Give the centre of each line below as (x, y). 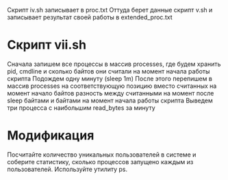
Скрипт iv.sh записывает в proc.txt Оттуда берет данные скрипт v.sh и (110, 10)
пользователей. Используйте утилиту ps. (67, 169)
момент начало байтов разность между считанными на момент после (111, 93)
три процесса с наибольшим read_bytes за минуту (81, 108)
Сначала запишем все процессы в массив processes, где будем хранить (114, 64)
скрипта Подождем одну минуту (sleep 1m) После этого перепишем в (110, 78)
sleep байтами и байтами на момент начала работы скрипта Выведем (110, 100)
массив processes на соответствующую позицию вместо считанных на (112, 86)
